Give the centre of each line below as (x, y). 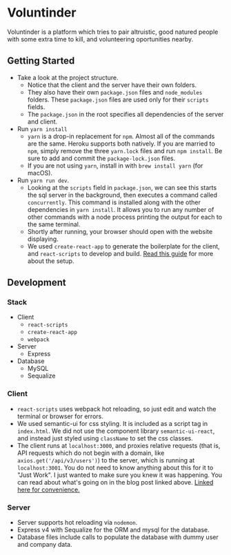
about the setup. (51, 261)
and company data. (44, 545)
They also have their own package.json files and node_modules (115, 92)
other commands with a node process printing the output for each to (125, 217)
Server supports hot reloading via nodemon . (77, 523)
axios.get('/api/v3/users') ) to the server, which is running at (106, 460)
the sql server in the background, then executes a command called (122, 195)
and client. (42, 121)
